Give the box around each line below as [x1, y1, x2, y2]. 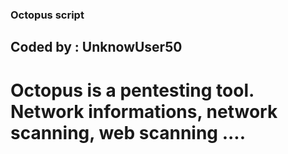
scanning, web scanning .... [10, 121, 247, 144]
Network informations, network [10, 100, 278, 123]
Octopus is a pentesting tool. [10, 79, 255, 102]
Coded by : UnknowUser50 [10, 39, 183, 56]
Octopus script [10, 8, 85, 22]
